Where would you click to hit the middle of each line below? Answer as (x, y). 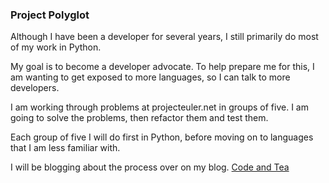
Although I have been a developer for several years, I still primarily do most (164, 37)
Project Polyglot (50, 15)
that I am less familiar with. (65, 148)
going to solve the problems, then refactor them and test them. (139, 118)
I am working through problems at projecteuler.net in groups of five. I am (159, 107)
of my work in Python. (56, 47)
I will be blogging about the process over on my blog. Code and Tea (150, 167)
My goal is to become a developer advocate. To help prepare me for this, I (162, 67)
